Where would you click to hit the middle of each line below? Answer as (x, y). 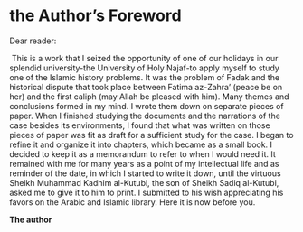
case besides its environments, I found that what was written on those (140, 125)
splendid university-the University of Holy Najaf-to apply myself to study (145, 68)
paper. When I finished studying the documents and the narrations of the (145, 116)
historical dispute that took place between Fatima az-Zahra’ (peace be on (146, 87)
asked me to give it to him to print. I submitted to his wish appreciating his (147, 192)
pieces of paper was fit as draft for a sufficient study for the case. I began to (151, 135)
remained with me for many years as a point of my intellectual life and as (144, 163)
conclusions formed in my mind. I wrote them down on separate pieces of (147, 106)
